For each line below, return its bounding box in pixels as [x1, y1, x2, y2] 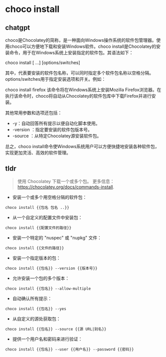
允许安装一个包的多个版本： [12, 275, 70, 281]
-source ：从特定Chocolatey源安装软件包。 [12, 133, 102, 139]
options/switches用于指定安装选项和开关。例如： [5, 76, 106, 82]
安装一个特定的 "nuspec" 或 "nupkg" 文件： [12, 234, 102, 240]
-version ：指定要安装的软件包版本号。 [12, 127, 92, 133]
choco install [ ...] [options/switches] [5, 60, 81, 65]
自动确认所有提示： [12, 295, 52, 301]
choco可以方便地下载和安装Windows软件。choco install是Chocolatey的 [9, 43, 157, 49]
